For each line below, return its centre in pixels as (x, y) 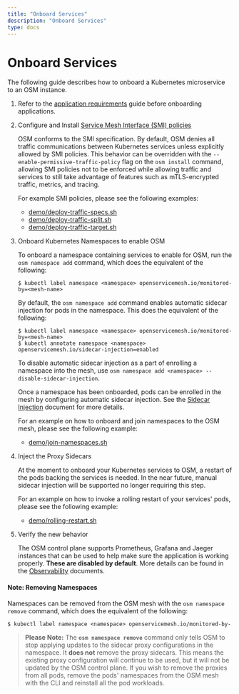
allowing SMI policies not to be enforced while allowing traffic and (115, 169)
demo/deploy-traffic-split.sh (70, 220)
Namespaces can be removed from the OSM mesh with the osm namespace (116, 603)
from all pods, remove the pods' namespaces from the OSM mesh (122, 675)
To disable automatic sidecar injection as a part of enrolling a (107, 363)
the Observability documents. (61, 571)
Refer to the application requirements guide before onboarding (110, 104)
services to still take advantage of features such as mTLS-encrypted (118, 177)
